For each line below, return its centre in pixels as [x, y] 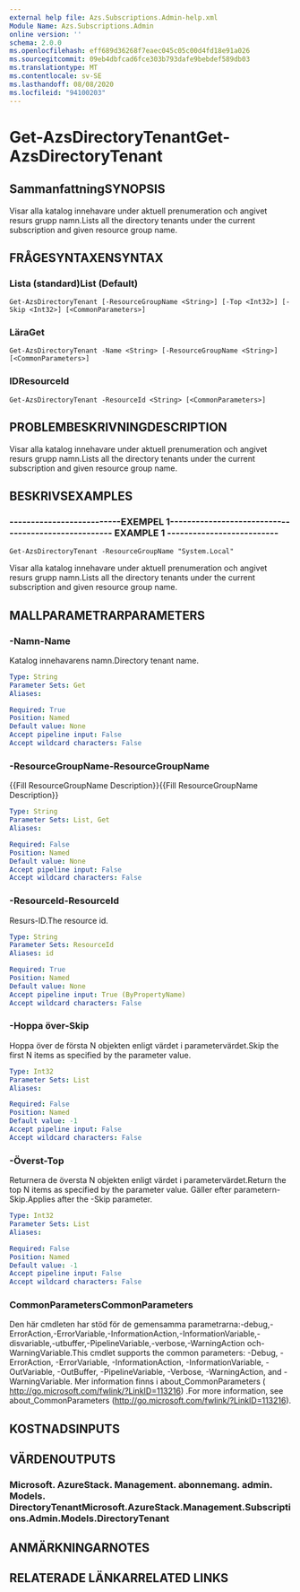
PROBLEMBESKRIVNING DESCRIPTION [118, 427]
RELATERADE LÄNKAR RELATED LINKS [119, 1578]
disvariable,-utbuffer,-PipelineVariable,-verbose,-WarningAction [127, 1344]
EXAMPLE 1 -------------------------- [197, 533]
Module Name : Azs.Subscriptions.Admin [81, 26]
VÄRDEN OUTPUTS [63, 1460]
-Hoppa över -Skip [49, 1026]
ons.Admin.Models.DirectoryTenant [90, 1518]
